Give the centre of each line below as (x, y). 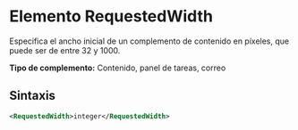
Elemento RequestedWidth (111, 16)
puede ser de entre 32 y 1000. (65, 50)
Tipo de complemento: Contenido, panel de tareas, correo (118, 68)
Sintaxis (33, 96)
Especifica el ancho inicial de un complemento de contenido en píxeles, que (149, 41)
